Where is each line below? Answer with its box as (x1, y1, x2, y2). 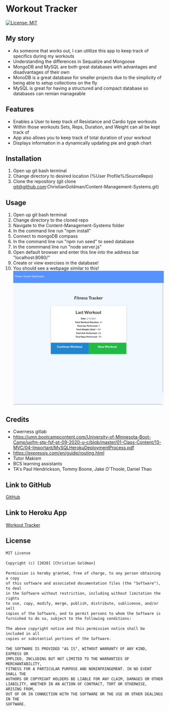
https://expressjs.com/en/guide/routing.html (13, 450, 105, 456)
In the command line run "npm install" (13, 228, 91, 234)
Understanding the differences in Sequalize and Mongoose (13, 58, 135, 64)
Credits (6, 415, 30, 423)
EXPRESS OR (6, 651, 29, 656)
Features (6, 105, 34, 114)
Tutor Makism (13, 455, 42, 461)
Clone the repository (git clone (13, 178, 76, 184)
